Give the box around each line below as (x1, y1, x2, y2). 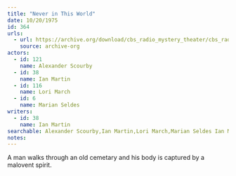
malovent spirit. (7, 161, 52, 169)
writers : (7, 108, 33, 115)
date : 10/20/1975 (7, 17, 58, 24)
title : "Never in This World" (7, 10, 96, 18)
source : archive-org (20, 43, 80, 50)
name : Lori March (20, 88, 71, 95)
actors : (7, 50, 30, 57)
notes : (7, 134, 27, 141)
